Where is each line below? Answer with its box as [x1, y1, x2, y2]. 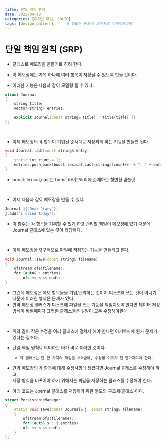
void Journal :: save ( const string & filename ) [5, 257, 98, 262]
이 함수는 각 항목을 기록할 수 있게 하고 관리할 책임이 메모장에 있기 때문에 [12, 221, 151, 227]
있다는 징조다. [12, 334, 40, 340]
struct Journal [5, 92, 37, 97]
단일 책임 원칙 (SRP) [5, 44, 83, 55]
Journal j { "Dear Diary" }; [5, 206, 58, 211]
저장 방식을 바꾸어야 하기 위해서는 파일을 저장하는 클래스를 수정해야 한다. [12, 377, 152, 383]
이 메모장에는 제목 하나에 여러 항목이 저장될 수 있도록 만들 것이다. [12, 72, 137, 78]
